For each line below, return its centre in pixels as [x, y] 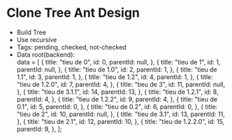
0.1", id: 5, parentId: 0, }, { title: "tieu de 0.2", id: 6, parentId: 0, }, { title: [117, 106]
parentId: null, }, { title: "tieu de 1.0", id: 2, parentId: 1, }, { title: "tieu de [117, 69]
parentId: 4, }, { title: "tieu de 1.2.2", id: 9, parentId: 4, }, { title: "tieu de [117, 99]
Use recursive [37, 39]
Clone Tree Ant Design [73, 13]
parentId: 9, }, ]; [39, 129]
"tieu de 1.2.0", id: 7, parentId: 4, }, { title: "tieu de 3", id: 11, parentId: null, [121, 84]
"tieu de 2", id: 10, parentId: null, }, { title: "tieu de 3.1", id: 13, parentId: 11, [121, 114]
